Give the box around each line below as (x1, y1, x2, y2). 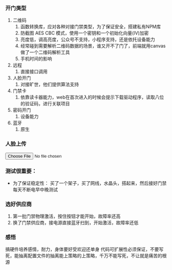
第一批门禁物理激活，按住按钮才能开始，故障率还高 (12, 213, 121, 219)
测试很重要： (5, 167, 37, 175)
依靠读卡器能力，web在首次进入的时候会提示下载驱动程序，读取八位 (20, 94, 164, 101)
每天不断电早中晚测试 (12, 186, 58, 192)
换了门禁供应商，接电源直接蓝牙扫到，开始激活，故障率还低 (12, 220, 139, 226)
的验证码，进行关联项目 (20, 101, 70, 107)
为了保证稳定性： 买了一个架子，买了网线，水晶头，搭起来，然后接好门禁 (12, 180, 167, 186)
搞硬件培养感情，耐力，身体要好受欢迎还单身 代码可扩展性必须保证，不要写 (5, 246, 164, 253)
